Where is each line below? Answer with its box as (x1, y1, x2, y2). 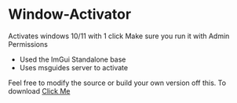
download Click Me (8, 86, 71, 95)
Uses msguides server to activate (19, 62, 128, 72)
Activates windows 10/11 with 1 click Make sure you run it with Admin (8, 31, 230, 41)
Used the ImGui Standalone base (19, 55, 126, 64)
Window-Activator (8, 5, 132, 23)
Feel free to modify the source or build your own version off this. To (8, 78, 226, 87)
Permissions (8, 39, 49, 48)
